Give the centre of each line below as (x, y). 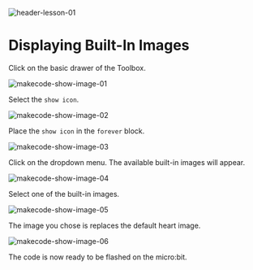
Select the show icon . (44, 99)
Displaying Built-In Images (99, 46)
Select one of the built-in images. (64, 194)
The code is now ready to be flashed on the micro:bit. (98, 257)
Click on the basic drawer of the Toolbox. (77, 67)
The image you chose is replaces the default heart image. (105, 225)
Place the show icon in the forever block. (77, 131)
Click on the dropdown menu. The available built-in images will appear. (127, 162)
